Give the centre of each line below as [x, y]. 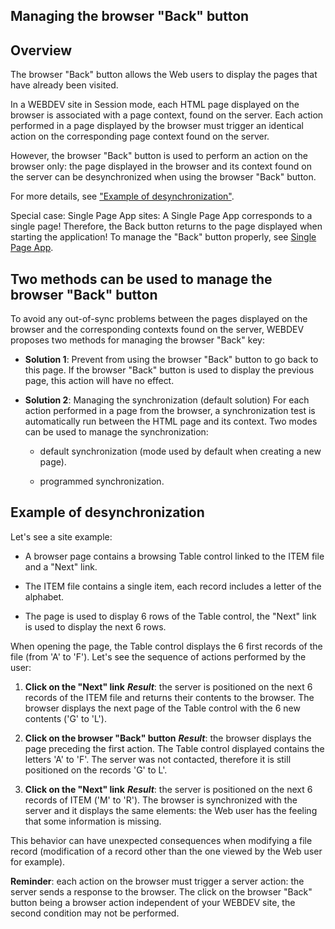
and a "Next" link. [61, 566]
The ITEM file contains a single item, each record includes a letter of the [173, 586]
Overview [41, 50]
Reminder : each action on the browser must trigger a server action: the [157, 881]
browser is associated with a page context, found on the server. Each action [167, 115]
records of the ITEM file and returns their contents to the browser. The [169, 697]
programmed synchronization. [102, 481]
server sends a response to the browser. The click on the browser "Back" [161, 891]
